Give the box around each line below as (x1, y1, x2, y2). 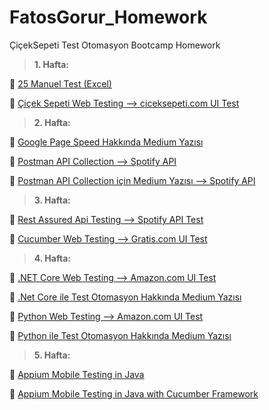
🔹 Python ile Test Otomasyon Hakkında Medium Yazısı (9, 329, 232, 341)
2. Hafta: (33, 116, 71, 128)
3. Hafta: (33, 194, 71, 206)
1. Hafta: (33, 58, 69, 70)
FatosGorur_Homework (9, 6, 208, 29)
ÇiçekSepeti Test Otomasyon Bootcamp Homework (9, 39, 221, 51)
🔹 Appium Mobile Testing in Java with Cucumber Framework (9, 387, 259, 400)
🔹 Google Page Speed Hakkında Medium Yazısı (9, 136, 204, 148)
